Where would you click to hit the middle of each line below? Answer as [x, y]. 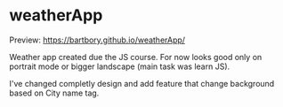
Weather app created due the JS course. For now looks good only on [136, 57]
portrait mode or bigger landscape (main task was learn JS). [120, 66]
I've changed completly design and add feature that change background [142, 83]
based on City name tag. [54, 93]
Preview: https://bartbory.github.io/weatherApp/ [97, 40]
